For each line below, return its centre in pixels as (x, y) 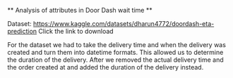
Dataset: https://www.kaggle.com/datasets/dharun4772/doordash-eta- (111, 24)
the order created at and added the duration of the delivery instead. (106, 67)
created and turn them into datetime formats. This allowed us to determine (115, 52)
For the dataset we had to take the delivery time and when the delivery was (116, 45)
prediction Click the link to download (61, 31)
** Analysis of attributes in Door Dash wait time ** (80, 10)
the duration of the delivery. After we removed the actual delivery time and (115, 60)
